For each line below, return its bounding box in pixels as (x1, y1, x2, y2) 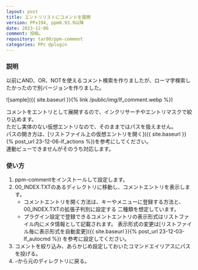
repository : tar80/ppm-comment (6, 36, 83, 42)
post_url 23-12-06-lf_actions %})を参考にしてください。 (14, 138, 152, 145)
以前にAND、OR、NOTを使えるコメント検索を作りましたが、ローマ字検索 (6, 77, 186, 84)
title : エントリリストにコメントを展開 (6, 14, 91, 20)
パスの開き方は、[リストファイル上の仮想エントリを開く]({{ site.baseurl (6, 131, 181, 138)
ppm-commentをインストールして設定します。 (14, 176, 128, 184)
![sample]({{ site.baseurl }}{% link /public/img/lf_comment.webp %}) (6, 96, 173, 104)
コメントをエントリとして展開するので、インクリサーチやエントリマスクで (6, 108, 187, 115)
